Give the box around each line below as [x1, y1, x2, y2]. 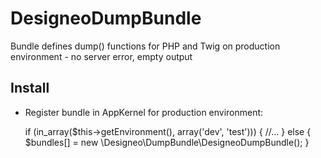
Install [10, 80, 50, 97]
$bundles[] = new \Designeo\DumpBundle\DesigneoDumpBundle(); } [24, 136, 310, 148]
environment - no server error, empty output [10, 50, 193, 62]
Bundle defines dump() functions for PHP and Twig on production [10, 40, 281, 52]
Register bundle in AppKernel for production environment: [24, 106, 264, 118]
